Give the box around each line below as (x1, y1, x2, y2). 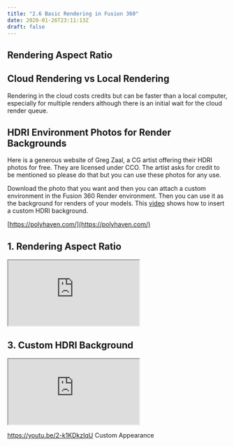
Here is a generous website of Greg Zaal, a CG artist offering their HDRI (7, 156, 213, 164)
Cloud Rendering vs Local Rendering (7, 73, 170, 85)
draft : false (7, 23, 45, 30)
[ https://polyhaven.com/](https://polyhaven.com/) (7, 220, 151, 229)
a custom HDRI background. (7, 207, 89, 215)
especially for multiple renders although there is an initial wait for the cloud (7, 99, 222, 107)
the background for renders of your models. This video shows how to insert (7, 199, 225, 208)
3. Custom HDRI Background (7, 339, 134, 351)
